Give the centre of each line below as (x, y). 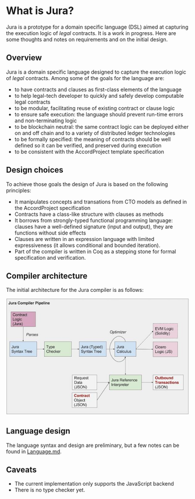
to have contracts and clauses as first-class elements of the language (98, 90)
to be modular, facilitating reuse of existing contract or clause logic (95, 108)
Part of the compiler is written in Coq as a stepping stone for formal (95, 251)
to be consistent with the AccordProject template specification (89, 152)
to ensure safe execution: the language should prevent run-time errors (99, 114)
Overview (24, 58)
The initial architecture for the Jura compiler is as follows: (75, 290)
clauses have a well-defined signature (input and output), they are (94, 226)
